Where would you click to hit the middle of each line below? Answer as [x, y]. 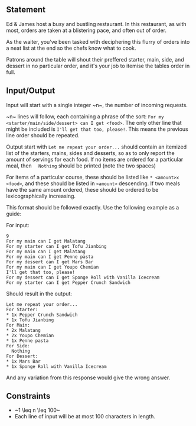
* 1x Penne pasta [27, 341]
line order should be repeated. [43, 135]
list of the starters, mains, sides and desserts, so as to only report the [91, 153]
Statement [26, 10]
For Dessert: [22, 356]
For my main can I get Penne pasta [50, 257]
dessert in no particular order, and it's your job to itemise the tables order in [98, 66]
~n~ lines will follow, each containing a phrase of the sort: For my [85, 116]
